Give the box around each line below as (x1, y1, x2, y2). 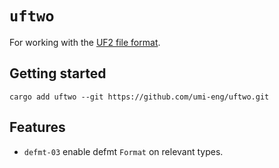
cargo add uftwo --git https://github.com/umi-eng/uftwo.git (9, 92, 270, 102)
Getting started (9, 65, 107, 82)
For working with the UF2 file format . (9, 36, 161, 48)
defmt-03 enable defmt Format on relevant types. (23, 145, 224, 157)
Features (9, 119, 66, 136)
